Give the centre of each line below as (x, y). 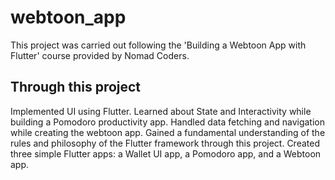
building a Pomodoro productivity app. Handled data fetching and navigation (167, 122)
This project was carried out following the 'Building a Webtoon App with (158, 45)
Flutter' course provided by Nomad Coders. (100, 55)
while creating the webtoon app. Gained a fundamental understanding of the (168, 132)
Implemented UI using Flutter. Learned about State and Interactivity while (161, 111)
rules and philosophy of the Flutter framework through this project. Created (165, 143)
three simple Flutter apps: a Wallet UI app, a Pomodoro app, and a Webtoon (166, 153)
